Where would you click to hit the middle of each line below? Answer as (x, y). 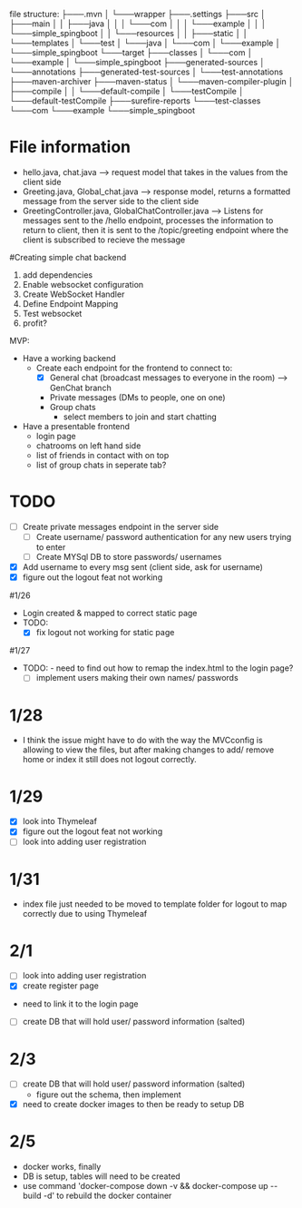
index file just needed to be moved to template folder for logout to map (155, 904)
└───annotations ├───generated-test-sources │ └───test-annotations (146, 72)
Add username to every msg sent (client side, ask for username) (142, 567)
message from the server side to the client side (111, 201)
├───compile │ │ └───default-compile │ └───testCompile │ (127, 91)
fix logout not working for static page (105, 633)
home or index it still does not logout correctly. (109, 760)
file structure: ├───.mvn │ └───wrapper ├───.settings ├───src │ (137, 14)
